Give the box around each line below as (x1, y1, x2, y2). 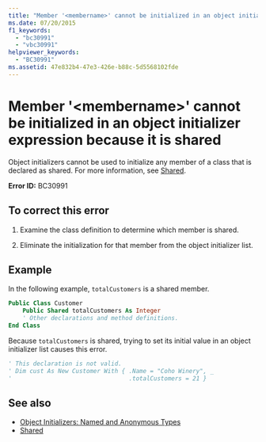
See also (8, 396, 51, 410)
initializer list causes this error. (8, 344, 108, 353)
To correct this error (8, 204, 109, 218)
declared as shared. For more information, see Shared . (8, 166, 186, 175)
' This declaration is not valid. (8, 360, 123, 368)
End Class (8, 322, 41, 330)
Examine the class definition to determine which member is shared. (19, 225, 239, 234)
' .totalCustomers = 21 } (8, 374, 207, 383)
